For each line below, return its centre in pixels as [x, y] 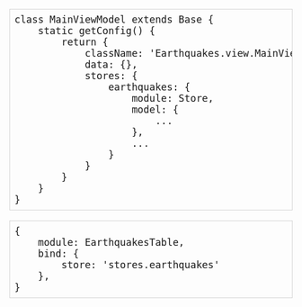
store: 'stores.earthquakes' [141, 265]
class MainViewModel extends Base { [114, 20]
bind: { [58, 253]
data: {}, [111, 65]
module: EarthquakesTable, [111, 242]
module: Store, [173, 99]
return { [85, 42]
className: [114, 54]
